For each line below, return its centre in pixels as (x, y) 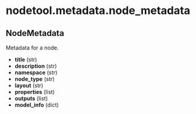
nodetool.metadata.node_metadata (98, 11)
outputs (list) (31, 98)
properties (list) (35, 92)
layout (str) (29, 85)
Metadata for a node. (32, 48)
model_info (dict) (37, 105)
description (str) (36, 66)
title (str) (26, 59)
